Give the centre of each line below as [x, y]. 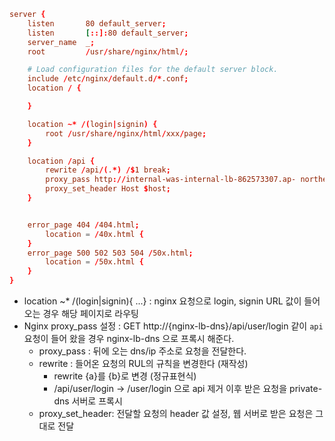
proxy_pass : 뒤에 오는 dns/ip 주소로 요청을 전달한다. [142, 351]
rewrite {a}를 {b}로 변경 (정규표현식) [125, 376]
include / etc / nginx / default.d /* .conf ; [108, 79]
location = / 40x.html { [94, 234]
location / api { [61, 161]
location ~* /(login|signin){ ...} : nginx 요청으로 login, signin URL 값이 [162, 301]
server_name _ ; [61, 42]
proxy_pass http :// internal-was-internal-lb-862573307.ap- [171, 180]
